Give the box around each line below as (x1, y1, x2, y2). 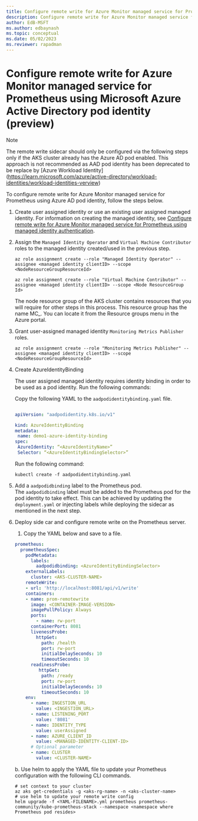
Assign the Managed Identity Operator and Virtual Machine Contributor (14, 238, 192, 245)
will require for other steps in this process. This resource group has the (14, 304, 187, 311)
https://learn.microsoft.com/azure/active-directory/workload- (8, 173, 157, 180)
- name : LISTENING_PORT (30, 711, 90, 717)
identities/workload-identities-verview (6, 179, 99, 186)
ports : (30, 612, 47, 619)
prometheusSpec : (20, 546, 60, 553)
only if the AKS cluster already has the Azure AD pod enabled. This (6, 154, 169, 161)
